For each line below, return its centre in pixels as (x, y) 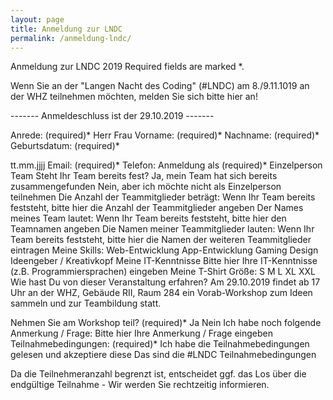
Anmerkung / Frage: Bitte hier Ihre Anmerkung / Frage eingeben (142, 333)
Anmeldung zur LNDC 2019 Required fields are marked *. (127, 67)
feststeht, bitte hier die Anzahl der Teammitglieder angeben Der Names (157, 208)
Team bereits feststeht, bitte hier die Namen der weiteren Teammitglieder (161, 240)
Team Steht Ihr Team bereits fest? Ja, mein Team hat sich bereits (144, 176)
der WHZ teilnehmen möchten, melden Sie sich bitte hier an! (134, 97)
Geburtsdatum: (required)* (65, 146)
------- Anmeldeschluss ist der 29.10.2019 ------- (112, 116)
